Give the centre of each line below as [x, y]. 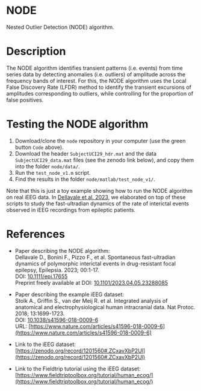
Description [36, 51]
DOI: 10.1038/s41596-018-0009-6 [57, 320]
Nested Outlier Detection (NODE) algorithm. [60, 27]
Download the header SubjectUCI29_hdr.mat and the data [86, 153]
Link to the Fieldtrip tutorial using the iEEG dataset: [78, 368]
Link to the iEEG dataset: [45, 344]
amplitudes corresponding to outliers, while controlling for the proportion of [100, 93]
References [36, 234]
